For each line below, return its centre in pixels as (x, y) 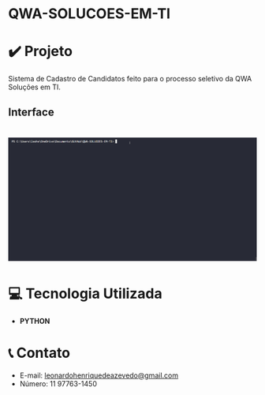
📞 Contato (39, 353)
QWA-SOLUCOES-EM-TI (90, 14)
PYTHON (35, 321)
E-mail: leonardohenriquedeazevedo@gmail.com (99, 375)
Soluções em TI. (35, 87)
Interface (31, 112)
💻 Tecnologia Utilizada (86, 294)
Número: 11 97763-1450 (58, 383)
